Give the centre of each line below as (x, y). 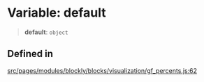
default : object (46, 32)
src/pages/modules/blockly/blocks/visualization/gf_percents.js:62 (102, 70)
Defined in (30, 54)
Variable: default (57, 13)
